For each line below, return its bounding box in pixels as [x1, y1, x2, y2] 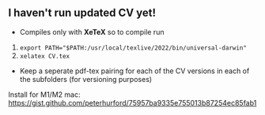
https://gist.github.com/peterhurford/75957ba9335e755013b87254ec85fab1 [8, 98, 257, 107]
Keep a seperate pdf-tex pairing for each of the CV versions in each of [19, 66, 250, 76]
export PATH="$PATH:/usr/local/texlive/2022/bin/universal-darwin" [19, 43, 247, 52]
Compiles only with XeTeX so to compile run [19, 27, 165, 36]
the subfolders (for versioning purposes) [19, 74, 153, 83]
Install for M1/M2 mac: [8, 90, 81, 99]
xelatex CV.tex [19, 52, 70, 60]
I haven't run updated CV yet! [8, 6, 157, 20]
